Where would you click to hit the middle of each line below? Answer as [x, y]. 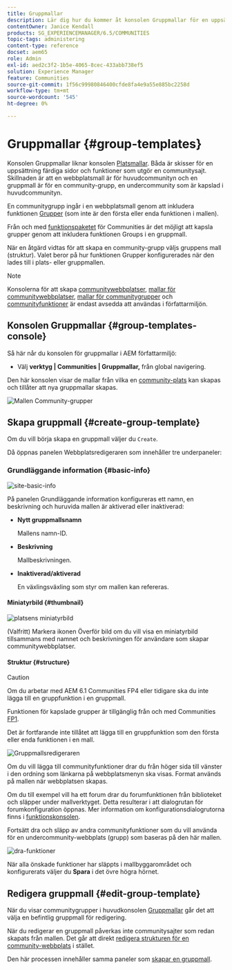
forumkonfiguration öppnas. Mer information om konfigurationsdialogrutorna [116, 809]
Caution [18, 677]
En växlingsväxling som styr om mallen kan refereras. [93, 586]
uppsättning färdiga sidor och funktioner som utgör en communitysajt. [107, 170]
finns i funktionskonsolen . [44, 817]
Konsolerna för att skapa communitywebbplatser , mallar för [91, 289]
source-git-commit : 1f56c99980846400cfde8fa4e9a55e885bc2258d [98, 84]
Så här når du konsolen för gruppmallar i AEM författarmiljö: [92, 353]
